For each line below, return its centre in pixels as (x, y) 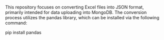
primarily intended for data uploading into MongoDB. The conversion (76, 12)
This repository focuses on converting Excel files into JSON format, (74, 7)
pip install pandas (23, 32)
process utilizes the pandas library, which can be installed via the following (82, 18)
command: (16, 23)
